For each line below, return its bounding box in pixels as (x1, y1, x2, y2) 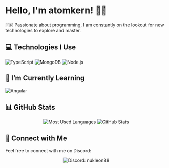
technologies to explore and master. (5, 27, 81, 33)
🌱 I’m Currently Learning (5, 74, 85, 82)
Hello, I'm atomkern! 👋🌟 (5, 5, 108, 16)
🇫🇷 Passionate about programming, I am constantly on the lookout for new (5, 22, 164, 28)
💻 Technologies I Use (5, 43, 76, 52)
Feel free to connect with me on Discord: (5, 148, 91, 154)
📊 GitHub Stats (5, 102, 55, 112)
